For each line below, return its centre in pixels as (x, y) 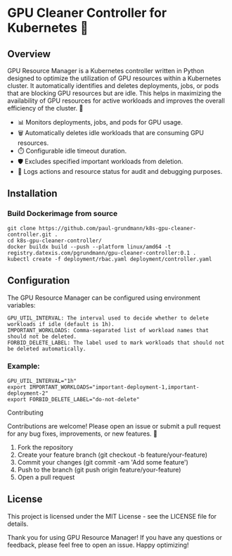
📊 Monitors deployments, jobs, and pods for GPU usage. (100, 122)
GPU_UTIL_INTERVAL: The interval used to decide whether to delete (108, 318)
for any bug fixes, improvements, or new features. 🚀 (83, 434)
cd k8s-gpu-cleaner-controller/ (54, 241)
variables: (21, 305)
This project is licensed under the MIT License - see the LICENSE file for (112, 516)
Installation (32, 194)
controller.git (30, 234)
